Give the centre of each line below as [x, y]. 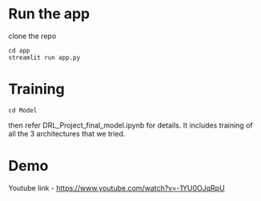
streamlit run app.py [44, 57]
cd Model [23, 110]
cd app [19, 50]
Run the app [49, 14]
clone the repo [32, 36]
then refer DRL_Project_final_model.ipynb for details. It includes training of [131, 125]
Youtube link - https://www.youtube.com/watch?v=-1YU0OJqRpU [117, 187]
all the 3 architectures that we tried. [67, 133]
